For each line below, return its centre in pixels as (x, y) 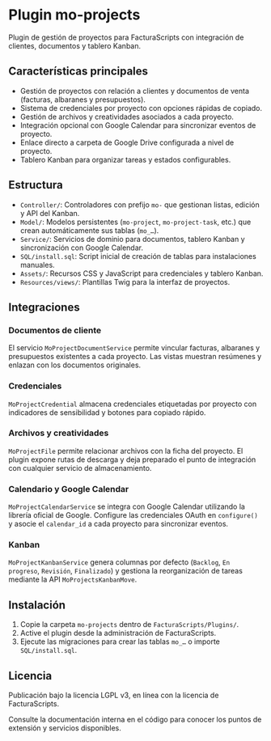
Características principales (78, 72)
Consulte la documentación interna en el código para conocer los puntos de (135, 720)
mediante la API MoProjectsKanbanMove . (73, 579)
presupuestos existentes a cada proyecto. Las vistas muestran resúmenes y (135, 357)
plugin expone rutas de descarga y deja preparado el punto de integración (132, 459)
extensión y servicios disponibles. (65, 728)
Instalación (37, 605)
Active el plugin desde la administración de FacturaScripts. (118, 633)
